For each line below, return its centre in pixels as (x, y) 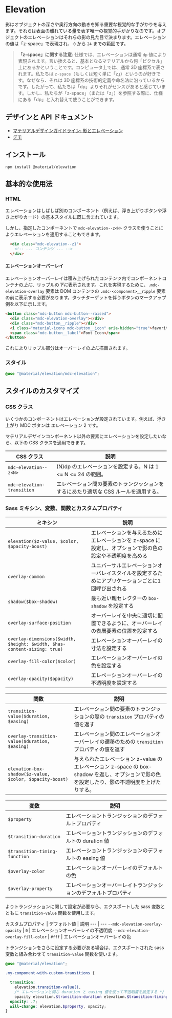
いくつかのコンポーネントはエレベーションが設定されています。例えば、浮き (86, 419)
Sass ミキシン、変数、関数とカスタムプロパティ (64, 508)
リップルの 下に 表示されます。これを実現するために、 (92, 285)
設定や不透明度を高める (119, 556)
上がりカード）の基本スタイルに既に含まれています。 (66, 217)
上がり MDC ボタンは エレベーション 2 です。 (53, 425)
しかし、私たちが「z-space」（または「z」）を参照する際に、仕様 (94, 93)
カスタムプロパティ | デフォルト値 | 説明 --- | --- (56, 924)
